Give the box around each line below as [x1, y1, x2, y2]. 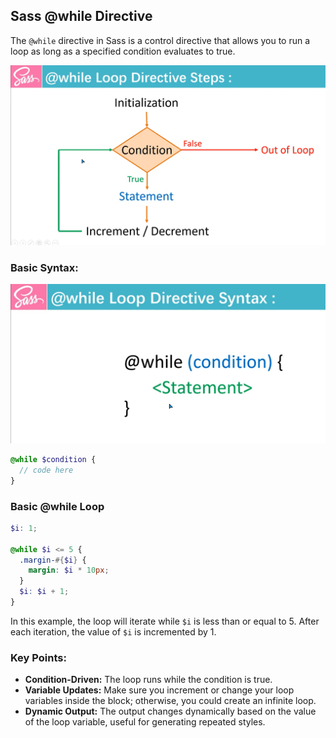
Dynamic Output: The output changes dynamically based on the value [24, 705, 317, 718]
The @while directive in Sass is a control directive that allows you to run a [10, 34, 311, 46]
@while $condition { [10, 454, 97, 464]
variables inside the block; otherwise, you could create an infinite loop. [24, 695, 317, 707]
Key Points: [10, 650, 67, 664]
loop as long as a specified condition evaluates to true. [10, 45, 236, 57]
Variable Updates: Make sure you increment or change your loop [24, 684, 295, 696]
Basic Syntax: [10, 260, 79, 274]
